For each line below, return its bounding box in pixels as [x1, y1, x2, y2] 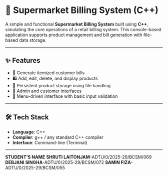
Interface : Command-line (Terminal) [12, 139, 87, 145]
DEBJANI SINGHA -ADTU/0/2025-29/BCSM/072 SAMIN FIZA [5, 159, 131, 165]
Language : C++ [12, 129, 46, 135]
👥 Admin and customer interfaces [12, 88, 81, 94]
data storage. [19, 37, 46, 43]
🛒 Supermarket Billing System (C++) [5, 5, 158, 16]
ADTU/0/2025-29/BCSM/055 [5, 164, 65, 170]
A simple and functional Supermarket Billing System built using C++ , [5, 21, 148, 27]
